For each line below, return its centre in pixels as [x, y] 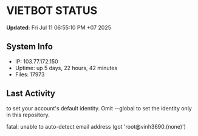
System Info [30, 47]
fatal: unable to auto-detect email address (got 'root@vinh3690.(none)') [96, 126]
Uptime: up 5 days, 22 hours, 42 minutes [66, 68]
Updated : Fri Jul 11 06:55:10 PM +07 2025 [59, 27]
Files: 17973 [30, 74]
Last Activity [31, 94]
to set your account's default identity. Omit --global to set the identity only [99, 108]
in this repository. [28, 115]
